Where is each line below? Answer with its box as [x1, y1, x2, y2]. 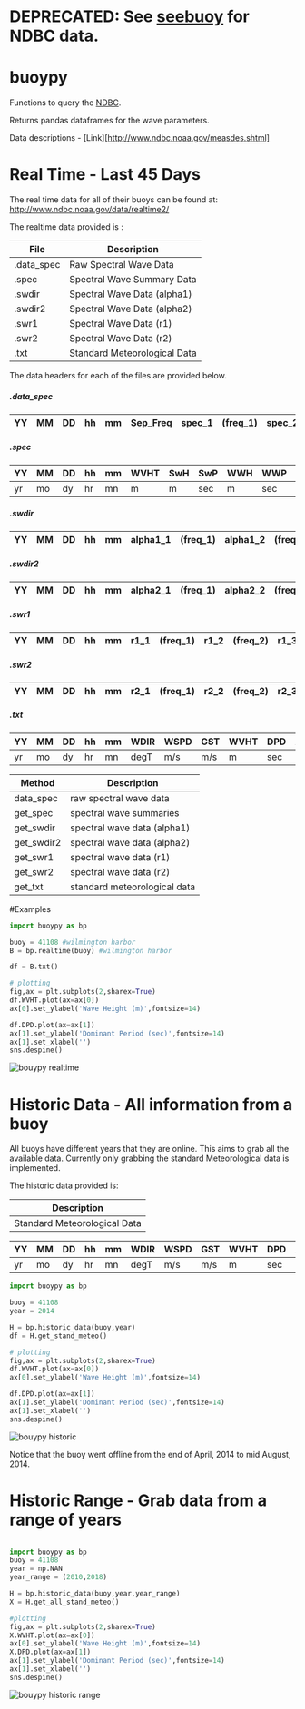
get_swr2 [14, 865, 54, 878]
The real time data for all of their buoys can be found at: [9, 194, 218, 205]
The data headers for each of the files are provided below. [9, 370, 227, 381]
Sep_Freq [130, 417, 172, 429]
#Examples [9, 903, 52, 914]
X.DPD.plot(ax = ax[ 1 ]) [9, 1647, 92, 1657]
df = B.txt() [9, 962, 59, 972]
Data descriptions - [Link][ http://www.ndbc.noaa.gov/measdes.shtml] [9, 133, 271, 143]
